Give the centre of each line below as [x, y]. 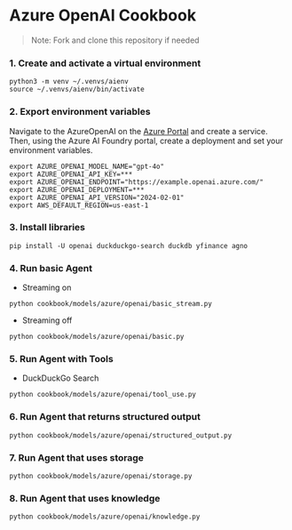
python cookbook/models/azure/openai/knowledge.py [105, 517]
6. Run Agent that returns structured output [105, 417]
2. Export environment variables [80, 112]
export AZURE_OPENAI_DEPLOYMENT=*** [77, 189]
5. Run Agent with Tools [61, 359]
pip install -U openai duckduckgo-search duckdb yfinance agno [129, 245]
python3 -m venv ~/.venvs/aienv [69, 82]
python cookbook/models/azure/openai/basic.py [97, 337]
